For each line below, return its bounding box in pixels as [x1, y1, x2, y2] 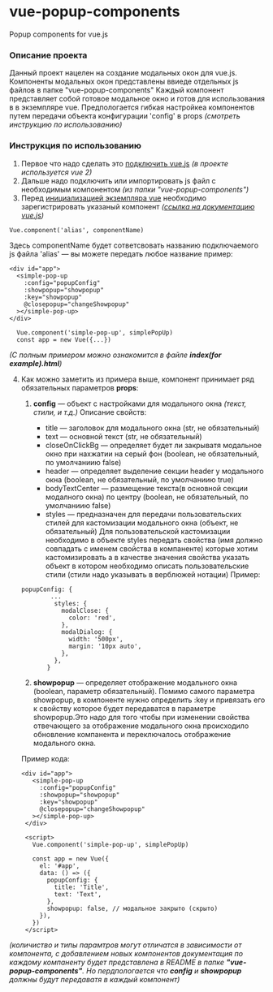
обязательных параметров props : [20, 382, 139, 392]
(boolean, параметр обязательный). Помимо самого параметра [32, 686, 255, 696]
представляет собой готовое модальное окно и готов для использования [9, 94, 265, 104]
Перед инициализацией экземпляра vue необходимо [20, 193, 206, 203]
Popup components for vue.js [9, 29, 109, 39]
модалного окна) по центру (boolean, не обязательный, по [45, 492, 249, 502]
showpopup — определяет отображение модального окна [32, 677, 238, 688]
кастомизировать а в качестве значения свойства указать [45, 552, 250, 562]
